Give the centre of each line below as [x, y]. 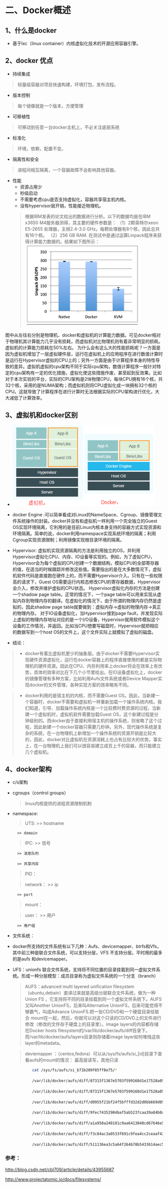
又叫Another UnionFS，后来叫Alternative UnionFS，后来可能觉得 [91, 1006]
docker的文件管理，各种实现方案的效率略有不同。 [80, 685]
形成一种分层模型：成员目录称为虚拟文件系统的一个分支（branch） [90, 976]
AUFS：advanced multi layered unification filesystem [80, 987]
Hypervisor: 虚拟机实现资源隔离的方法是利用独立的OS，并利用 [76, 550]
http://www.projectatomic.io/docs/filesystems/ [53, 1179]
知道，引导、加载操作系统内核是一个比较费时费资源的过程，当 [93, 708]
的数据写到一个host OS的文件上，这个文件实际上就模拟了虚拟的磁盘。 [84, 632]
